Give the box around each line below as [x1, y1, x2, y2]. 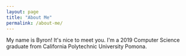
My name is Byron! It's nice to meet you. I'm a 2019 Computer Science [6, 37, 180, 44]
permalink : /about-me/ [6, 20, 63, 26]
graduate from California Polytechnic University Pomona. [6, 43, 147, 50]
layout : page [6, 8, 39, 15]
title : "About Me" [6, 14, 52, 20]
